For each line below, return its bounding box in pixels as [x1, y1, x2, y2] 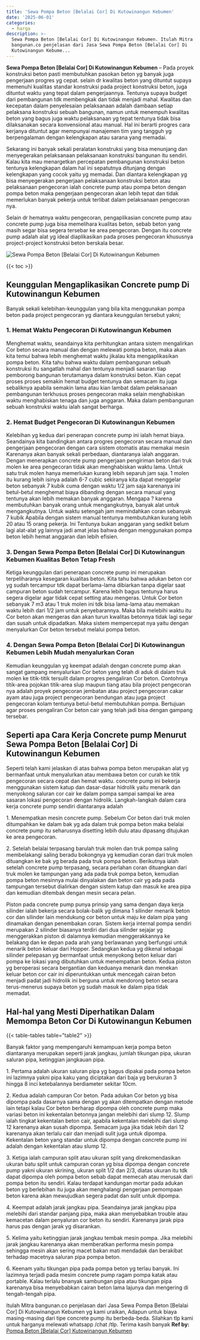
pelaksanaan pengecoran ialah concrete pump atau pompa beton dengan [6, 183, 186, 190]
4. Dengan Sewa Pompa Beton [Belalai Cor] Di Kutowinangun [6, 641, 186, 649]
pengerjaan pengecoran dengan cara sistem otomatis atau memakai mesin [6, 444, 189, 451]
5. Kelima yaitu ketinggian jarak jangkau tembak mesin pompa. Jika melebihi [6, 1234, 193, 1242]
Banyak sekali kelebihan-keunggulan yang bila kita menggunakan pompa [6, 305, 186, 312]
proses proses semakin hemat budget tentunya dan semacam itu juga [6, 377, 177, 385]
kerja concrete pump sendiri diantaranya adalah [6, 802, 123, 809]
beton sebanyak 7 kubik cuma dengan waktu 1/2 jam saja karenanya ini [6, 482, 180, 489]
